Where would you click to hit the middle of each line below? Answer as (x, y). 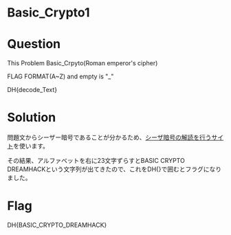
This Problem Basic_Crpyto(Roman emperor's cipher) (82, 63)
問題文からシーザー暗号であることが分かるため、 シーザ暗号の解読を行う (109, 137)
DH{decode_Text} (32, 90)
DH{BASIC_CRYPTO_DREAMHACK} (57, 225)
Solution (32, 117)
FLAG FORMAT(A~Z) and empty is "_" (60, 76)
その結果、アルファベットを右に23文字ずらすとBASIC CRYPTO (96, 161)
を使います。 (31, 146)
